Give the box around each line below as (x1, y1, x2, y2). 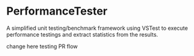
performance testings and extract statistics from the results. (6, 30, 158, 38)
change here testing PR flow (6, 43, 78, 50)
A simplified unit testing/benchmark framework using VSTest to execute (6, 24, 188, 32)
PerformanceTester (6, 4, 107, 18)
